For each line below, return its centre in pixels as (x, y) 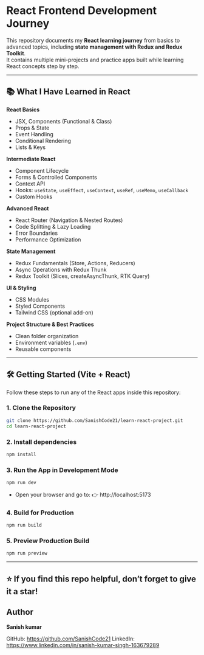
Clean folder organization (47, 336)
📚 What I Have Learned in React (68, 92)
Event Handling (34, 134)
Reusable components (43, 349)
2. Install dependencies (42, 442)
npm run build (24, 525)
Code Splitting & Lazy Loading (53, 226)
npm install (21, 454)
